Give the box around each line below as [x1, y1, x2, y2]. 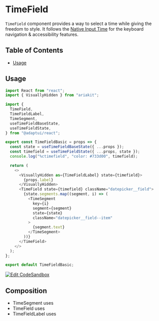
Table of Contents [5, 46, 64, 55]
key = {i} [32, 201, 49, 206]
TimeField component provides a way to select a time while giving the [5, 20, 152, 27]
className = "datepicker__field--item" [32, 215, 113, 220]
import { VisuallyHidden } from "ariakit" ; [5, 93, 99, 98]
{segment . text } [32, 225, 65, 230]
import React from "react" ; [5, 88, 65, 93]
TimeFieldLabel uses [12, 311, 57, 317]
